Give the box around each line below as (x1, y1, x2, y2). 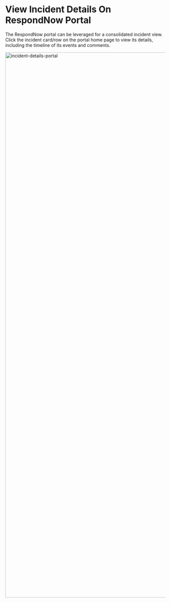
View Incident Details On (5, 4, 112, 15)
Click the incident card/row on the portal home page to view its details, (5, 37, 153, 43)
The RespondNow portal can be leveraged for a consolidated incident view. (5, 31, 163, 37)
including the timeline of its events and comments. (5, 42, 111, 48)
